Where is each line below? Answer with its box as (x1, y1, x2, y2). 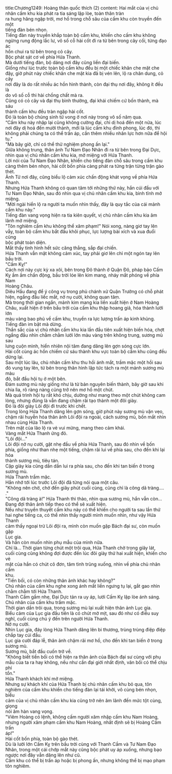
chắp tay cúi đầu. (5, 632, 42, 638)
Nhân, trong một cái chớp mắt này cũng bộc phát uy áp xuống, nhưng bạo (5, 747, 162, 752)
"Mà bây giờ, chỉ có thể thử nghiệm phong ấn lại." (5, 141, 110, 147)
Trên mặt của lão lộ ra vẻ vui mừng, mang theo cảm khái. (5, 425, 126, 431)
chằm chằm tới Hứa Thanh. (5, 588, 63, 594)
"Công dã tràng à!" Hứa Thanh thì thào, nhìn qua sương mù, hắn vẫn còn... (5, 496, 163, 501)
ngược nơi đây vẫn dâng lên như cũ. (5, 752, 81, 758)
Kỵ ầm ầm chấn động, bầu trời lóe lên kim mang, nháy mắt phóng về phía (5, 272, 160, 278)
